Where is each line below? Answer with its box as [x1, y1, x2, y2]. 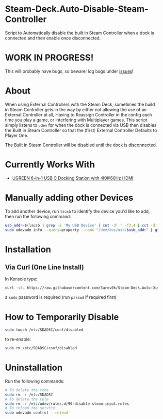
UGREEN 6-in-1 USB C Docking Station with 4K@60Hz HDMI [12, 175, 134, 181]
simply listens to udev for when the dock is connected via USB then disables [5, 122, 157, 128]
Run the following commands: [5, 378, 65, 384]
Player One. [5, 133, 29, 138]
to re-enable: [5, 336, 31, 342]
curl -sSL [5, 286, 25, 290]
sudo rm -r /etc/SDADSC [5, 392, 53, 397]
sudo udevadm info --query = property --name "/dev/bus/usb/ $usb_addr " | [5, 228, 153, 232]
